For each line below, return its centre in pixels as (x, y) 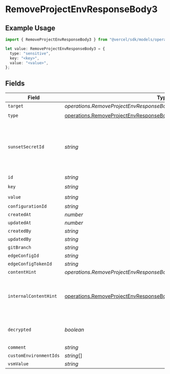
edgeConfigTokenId (30, 264)
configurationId (27, 206)
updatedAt (19, 223)
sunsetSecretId (26, 147)
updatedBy (19, 239)
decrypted (19, 330)
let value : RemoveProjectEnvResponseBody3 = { (55, 49)
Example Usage (30, 28)
